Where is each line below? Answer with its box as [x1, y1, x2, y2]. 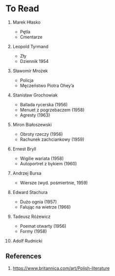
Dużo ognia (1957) [20, 199, 57, 205]
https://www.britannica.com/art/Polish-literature [12, 265, 110, 271]
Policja [20, 77, 34, 83]
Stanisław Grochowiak [12, 92, 58, 98]
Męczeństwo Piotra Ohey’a [20, 82, 74, 89]
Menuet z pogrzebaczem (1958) [20, 107, 85, 113]
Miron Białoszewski [12, 122, 52, 127]
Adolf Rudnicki [12, 238, 43, 244]
